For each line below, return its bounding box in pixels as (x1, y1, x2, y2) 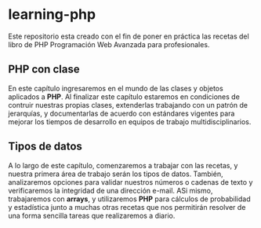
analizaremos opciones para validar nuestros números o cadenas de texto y (8, 177, 253, 186)
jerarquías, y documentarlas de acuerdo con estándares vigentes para (8, 108, 235, 118)
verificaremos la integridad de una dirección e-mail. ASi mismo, (8, 186, 213, 195)
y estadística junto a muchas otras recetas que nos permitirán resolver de (8, 202, 246, 211)
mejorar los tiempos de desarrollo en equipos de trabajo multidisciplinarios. (8, 116, 252, 127)
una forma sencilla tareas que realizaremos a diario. (8, 211, 176, 220)
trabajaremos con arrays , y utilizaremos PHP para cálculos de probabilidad (8, 194, 251, 204)
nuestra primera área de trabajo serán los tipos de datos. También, (8, 169, 223, 178)
